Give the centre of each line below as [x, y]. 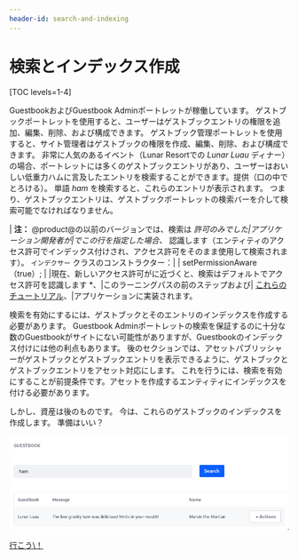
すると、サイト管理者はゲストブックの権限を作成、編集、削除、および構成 [145, 143]
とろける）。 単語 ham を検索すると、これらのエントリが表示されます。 [138, 188]
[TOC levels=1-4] [40, 92]
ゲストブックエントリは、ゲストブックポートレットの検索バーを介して [153, 199]
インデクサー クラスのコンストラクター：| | [106, 262]
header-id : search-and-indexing [69, 19]
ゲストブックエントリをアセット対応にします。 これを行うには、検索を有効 [146, 370]
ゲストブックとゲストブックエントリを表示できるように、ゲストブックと [157, 359]
